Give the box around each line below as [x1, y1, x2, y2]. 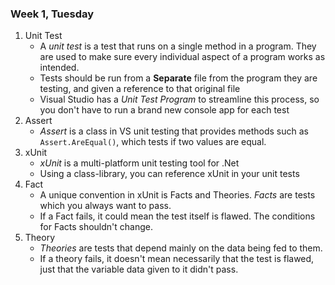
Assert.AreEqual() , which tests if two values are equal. [39, 136, 267, 148]
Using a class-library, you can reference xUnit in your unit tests [39, 168, 300, 180]
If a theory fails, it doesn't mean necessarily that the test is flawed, [39, 253, 315, 265]
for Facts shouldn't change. [39, 221, 154, 233]
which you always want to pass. [39, 200, 172, 212]
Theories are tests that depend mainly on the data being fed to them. [39, 242, 323, 254]
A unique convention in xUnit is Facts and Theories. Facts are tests [39, 189, 316, 201]
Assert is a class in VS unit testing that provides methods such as [39, 125, 309, 137]
